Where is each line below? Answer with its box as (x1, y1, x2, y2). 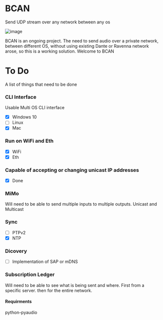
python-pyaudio (5, 309, 38, 315)
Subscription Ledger (5, 271, 55, 278)
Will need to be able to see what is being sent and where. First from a (5, 282, 145, 288)
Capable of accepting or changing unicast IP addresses (5, 167, 139, 173)
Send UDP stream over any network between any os (5, 19, 111, 25)
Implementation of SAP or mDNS (12, 259, 78, 264)
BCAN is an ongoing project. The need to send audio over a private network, (5, 38, 159, 44)
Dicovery (5, 247, 27, 254)
